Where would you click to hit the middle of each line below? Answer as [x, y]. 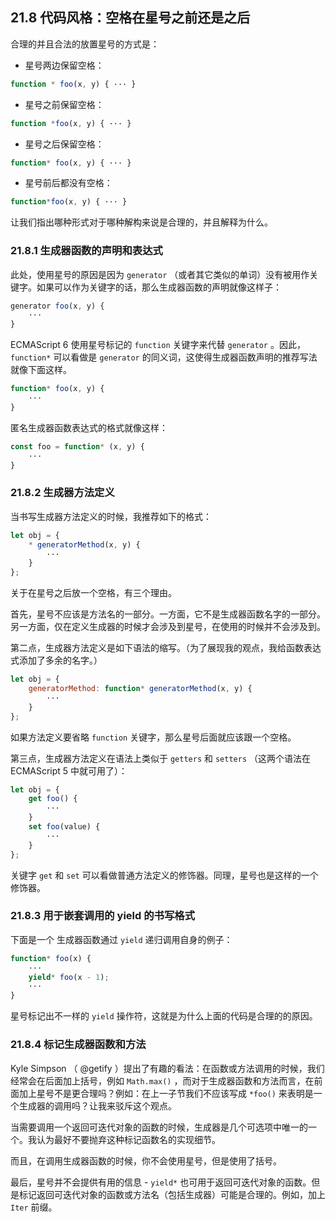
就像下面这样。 [41, 370]
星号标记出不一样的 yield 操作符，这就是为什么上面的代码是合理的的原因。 [164, 1016]
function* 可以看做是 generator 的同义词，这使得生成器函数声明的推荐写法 [164, 357]
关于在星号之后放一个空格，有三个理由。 [93, 593]
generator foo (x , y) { [57, 306]
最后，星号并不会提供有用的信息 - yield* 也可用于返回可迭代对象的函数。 [161, 1182]
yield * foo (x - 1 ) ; [69, 977]
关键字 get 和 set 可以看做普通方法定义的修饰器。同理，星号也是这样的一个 [164, 875]
